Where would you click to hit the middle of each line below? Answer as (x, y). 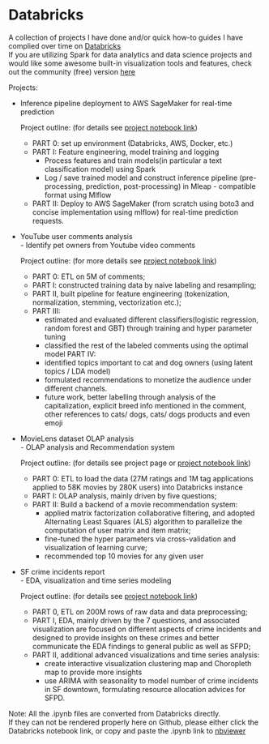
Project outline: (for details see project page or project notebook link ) (135, 463)
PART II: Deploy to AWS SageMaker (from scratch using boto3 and (143, 203)
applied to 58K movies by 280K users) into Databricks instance (137, 487)
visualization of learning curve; (96, 547)
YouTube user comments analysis (76, 236)
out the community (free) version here (72, 71)
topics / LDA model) (77, 371)
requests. (48, 220)
